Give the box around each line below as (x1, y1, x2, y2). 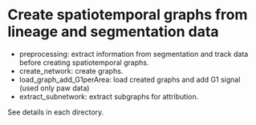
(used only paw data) (18, 83, 90, 93)
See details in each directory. (7, 107, 104, 117)
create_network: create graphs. (18, 66, 124, 75)
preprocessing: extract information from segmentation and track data (18, 49, 249, 58)
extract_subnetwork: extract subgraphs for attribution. (18, 91, 199, 101)
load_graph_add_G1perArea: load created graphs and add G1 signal (18, 75, 241, 84)
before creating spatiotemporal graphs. (18, 58, 149, 67)
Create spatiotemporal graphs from (7, 6, 248, 24)
